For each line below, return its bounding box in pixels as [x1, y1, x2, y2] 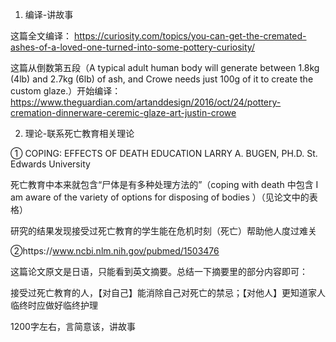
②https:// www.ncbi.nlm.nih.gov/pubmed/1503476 [10, 245, 220, 257]
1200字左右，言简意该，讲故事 [10, 321, 136, 332]
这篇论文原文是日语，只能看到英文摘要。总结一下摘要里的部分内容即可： [10, 266, 308, 277]
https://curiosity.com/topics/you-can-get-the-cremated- [73, 30, 307, 42]
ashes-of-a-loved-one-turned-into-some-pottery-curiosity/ [10, 41, 255, 53]
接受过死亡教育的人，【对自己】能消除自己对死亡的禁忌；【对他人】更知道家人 [10, 287, 326, 298]
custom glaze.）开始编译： [10, 85, 122, 97]
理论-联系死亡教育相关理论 [24, 128, 135, 139]
